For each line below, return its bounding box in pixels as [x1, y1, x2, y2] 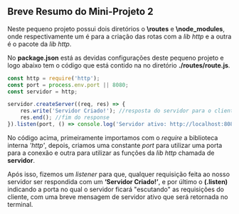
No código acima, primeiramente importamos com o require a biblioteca [7, 133, 218, 141]
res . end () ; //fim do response [20, 114, 110, 122]
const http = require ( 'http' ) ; [7, 75, 100, 82]
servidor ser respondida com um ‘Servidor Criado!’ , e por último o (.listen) [7, 177, 228, 186]
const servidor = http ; [7, 88, 78, 95]
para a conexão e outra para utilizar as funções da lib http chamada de [7, 149, 215, 157]
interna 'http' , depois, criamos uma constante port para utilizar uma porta [7, 141, 223, 149]
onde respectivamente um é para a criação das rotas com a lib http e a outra [7, 32, 232, 41]
